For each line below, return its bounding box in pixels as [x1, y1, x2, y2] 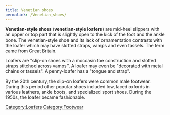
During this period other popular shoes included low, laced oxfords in [5, 83, 150, 89]
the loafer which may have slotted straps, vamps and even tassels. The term [5, 42, 165, 48]
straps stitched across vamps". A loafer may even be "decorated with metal [5, 63, 163, 69]
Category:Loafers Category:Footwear [5, 104, 84, 110]
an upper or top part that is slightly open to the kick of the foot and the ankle [5, 31, 165, 37]
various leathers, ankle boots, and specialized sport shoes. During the [5, 89, 152, 95]
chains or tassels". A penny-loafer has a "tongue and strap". [5, 68, 131, 74]
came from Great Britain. [5, 48, 57, 54]
